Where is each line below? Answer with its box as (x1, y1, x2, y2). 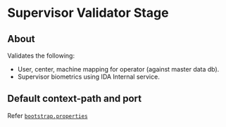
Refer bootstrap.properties (7, 111, 88, 120)
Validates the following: (7, 51, 75, 60)
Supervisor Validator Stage (7, 5, 169, 21)
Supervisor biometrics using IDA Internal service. (17, 72, 160, 81)
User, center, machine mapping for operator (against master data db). (17, 65, 220, 73)
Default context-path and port (7, 93, 142, 105)
